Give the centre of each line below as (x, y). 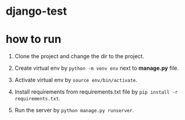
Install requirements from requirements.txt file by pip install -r (96, 92)
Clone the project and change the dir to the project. (79, 56)
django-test (36, 11)
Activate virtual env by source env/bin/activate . (76, 80)
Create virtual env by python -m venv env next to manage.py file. (96, 68)
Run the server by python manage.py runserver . (74, 110)
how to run (34, 39)
